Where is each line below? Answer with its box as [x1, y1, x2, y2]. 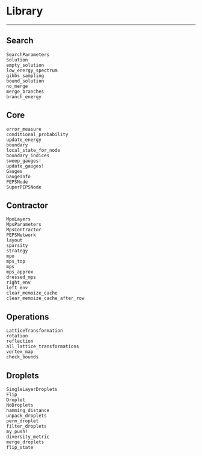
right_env [6, 280, 31, 286]
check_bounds [6, 354, 39, 360]
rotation [6, 333, 28, 339]
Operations [6, 311, 49, 322]
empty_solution [6, 62, 44, 68]
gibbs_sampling [6, 72, 44, 79]
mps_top [6, 258, 26, 264]
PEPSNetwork [6, 232, 36, 239]
